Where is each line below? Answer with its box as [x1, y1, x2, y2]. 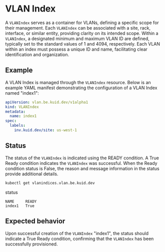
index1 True [5, 203, 35, 208]
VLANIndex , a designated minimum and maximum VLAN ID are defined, [5, 36, 150, 42]
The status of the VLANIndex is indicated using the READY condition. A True [5, 155, 159, 161]
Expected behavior [5, 217, 65, 225]
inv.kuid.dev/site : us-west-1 [14, 128, 77, 133]
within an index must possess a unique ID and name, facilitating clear [5, 46, 147, 52]
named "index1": [5, 90, 39, 96]
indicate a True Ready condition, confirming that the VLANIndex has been [5, 235, 154, 241]
